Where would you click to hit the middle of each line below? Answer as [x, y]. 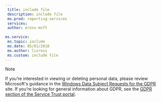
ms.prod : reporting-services [37, 19]
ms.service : [17, 37]
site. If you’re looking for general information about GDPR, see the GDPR [79, 89]
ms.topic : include [26, 42]
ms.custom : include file [33, 55]
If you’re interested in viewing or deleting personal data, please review [77, 78]
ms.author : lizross [27, 51]
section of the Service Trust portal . [40, 94]
